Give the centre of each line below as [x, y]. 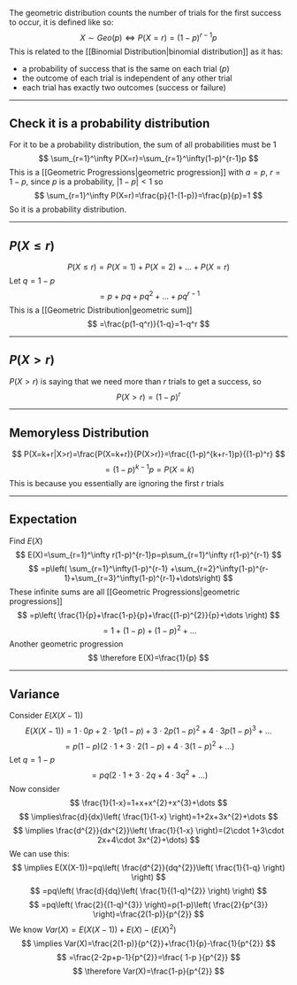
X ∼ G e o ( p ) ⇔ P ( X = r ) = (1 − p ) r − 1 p [148, 37]
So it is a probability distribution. [68, 209]
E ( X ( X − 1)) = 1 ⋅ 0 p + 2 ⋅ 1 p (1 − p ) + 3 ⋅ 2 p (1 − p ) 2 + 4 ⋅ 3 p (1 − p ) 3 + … [148, 730]
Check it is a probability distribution [110, 124]
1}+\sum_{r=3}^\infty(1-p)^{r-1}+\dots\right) [142, 578]
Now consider [34, 789]
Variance [34, 694]
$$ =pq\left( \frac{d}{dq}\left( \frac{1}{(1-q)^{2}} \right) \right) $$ [148, 891]
